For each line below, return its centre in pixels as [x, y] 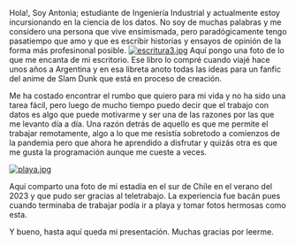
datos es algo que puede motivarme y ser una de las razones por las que [142, 115]
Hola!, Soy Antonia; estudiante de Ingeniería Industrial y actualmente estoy [145, 13]
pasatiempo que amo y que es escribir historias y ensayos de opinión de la [145, 41]
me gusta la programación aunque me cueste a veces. [108, 152]
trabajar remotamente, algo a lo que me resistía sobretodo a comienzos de [145, 133]
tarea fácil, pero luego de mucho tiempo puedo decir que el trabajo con [139, 105]
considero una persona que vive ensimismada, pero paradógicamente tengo [148, 31]
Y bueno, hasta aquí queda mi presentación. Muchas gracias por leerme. [141, 232]
